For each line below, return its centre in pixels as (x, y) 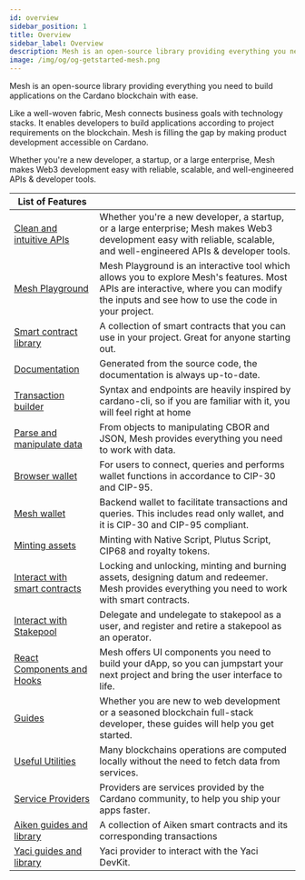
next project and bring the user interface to (191, 675)
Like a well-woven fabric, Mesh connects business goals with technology (146, 113)
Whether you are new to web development (190, 701)
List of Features (52, 201)
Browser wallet (46, 476)
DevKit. (115, 862)
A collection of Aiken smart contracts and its (194, 825)
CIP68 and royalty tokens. (155, 551)
